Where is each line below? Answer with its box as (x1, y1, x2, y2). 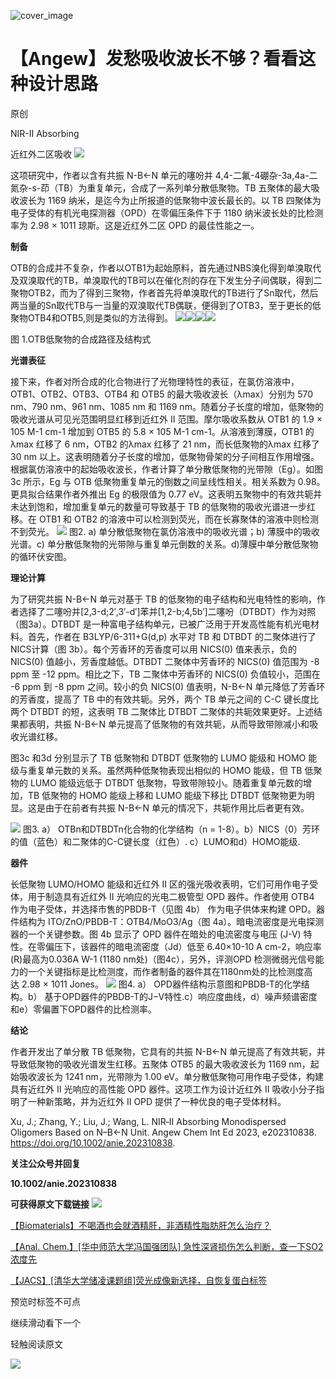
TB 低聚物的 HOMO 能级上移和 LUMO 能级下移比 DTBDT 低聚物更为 (27, 789, 307, 801)
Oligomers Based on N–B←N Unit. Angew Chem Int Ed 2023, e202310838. (10, 1126, 317, 1138)
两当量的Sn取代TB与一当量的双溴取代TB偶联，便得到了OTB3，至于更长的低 (10, 299, 322, 311)
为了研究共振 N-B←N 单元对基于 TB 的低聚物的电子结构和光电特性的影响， (10, 593, 317, 605)
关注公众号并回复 (10, 1157, 81, 1169)
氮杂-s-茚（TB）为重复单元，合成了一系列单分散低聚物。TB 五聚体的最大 (10, 181, 312, 194)
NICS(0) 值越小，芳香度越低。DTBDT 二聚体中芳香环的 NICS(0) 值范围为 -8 (10, 655, 320, 667)
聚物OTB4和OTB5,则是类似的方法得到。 (10, 311, 173, 324)
